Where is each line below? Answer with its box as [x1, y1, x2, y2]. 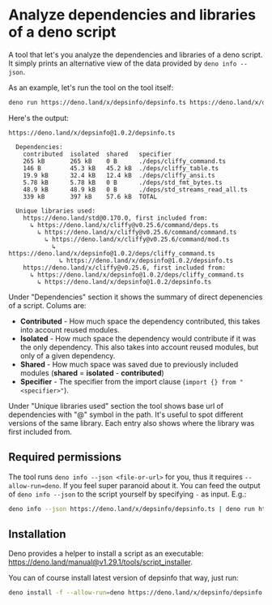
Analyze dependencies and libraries [8, 6, 257, 24]
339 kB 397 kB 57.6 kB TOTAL [23, 192, 158, 200]
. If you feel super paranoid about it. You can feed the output [59, 480, 261, 490]
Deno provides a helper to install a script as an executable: [8, 549, 204, 559]
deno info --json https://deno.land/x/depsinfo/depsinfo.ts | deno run [8, 504, 255, 513]
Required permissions [8, 450, 122, 464]
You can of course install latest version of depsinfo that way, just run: [8, 573, 239, 583]
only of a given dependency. [19, 350, 116, 360]
